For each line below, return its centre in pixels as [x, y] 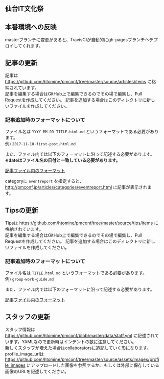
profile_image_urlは [24, 354]
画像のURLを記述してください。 [37, 372]
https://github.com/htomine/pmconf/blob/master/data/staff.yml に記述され [80, 336]
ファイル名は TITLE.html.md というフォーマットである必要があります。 [76, 273]
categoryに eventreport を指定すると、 [45, 181]
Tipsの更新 [22, 210]
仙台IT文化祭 [24, 9]
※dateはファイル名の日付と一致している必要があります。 [63, 160]
